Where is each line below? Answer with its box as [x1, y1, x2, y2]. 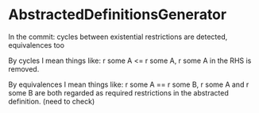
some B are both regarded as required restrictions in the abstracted [8, 88, 229, 97]
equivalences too [8, 40, 65, 49]
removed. [8, 64, 40, 73]
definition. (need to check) [8, 96, 95, 106]
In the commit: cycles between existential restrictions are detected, [8, 32, 228, 41]
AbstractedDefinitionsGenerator [8, 6, 227, 24]
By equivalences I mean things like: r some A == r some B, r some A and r [8, 80, 249, 89]
